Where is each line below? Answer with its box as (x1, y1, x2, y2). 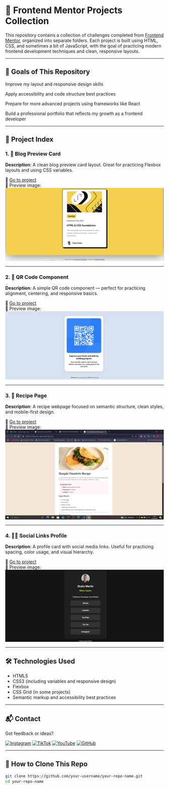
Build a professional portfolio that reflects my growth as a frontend (5, 110, 143, 116)
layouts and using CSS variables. (5, 167, 73, 173)
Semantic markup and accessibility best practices (12, 694, 116, 700)
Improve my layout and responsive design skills (5, 81, 104, 87)
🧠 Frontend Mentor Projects (5, 5, 123, 16)
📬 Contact (5, 714, 41, 723)
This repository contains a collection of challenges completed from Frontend (5, 32, 164, 38)
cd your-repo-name (5, 779, 44, 784)
